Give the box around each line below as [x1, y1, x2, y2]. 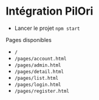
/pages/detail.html [14, 68, 64, 74]
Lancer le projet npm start [14, 24, 80, 32]
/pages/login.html [14, 81, 61, 88]
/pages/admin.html [14, 62, 61, 68]
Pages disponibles [5, 36, 52, 43]
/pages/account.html [14, 55, 67, 62]
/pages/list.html [14, 75, 59, 81]
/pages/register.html [14, 88, 69, 94]
